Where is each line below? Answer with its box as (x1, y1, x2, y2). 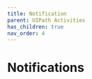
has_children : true (7, 23, 64, 30)
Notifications (7, 60, 85, 76)
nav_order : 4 (7, 29, 45, 37)
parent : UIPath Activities (7, 17, 86, 24)
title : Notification (7, 10, 68, 17)
